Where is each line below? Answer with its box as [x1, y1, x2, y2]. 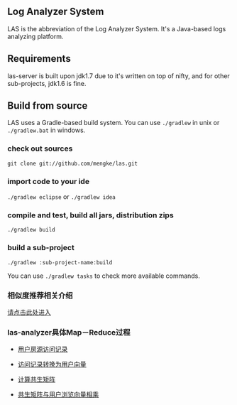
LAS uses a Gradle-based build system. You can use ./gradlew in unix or [7, 119, 220, 127]
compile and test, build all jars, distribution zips [7, 210, 174, 220]
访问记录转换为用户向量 [17, 360, 87, 369]
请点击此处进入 [7, 308, 51, 316]
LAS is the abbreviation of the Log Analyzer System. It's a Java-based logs [7, 24, 226, 33]
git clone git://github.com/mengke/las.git [7, 160, 138, 167]
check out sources [7, 144, 73, 153]
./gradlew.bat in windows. [7, 126, 86, 134]
